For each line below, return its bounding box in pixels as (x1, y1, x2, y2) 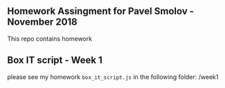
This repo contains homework (7, 34, 92, 43)
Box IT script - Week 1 (7, 54, 102, 66)
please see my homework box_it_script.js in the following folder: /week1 (7, 72, 219, 81)
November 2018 (7, 16, 78, 28)
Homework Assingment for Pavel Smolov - (7, 5, 195, 17)
